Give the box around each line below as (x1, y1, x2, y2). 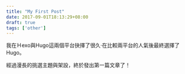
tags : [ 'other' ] (6, 25, 46, 31)
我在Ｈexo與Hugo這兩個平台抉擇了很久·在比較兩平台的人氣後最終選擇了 (6, 42, 180, 49)
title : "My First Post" (6, 8, 65, 15)
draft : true (6, 19, 35, 25)
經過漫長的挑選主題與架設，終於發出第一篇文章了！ (6, 62, 131, 69)
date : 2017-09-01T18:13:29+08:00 (6, 14, 89, 20)
